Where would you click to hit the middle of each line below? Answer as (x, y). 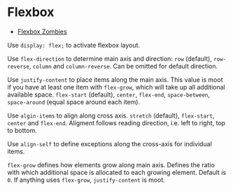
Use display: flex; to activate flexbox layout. (74, 45)
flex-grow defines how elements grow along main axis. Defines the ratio (111, 164)
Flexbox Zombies (42, 31)
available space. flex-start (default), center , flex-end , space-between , (109, 94)
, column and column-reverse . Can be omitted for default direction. (123, 66)
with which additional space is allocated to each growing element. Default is (116, 172)
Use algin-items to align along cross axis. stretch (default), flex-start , (111, 115)
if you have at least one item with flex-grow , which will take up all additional (116, 87)
